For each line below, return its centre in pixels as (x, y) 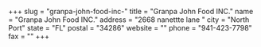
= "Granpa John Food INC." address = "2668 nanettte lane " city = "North (129, 20)
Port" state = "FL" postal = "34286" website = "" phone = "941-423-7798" (130, 28)
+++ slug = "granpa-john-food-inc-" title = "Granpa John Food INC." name (131, 11)
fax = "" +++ (29, 36)
